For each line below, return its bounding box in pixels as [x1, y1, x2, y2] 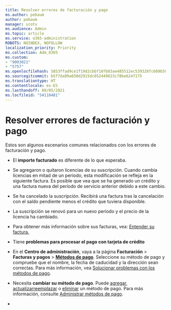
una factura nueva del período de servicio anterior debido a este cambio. [12, 183, 166, 190]
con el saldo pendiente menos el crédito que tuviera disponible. [12, 199, 146, 205]
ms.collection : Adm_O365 [5, 50, 58, 55]
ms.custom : [5, 54, 28, 60]
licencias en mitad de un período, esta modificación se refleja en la [12, 172, 154, 178]
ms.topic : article [5, 31, 44, 36]
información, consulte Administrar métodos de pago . [12, 291, 124, 297]
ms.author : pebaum [5, 12, 44, 17]
